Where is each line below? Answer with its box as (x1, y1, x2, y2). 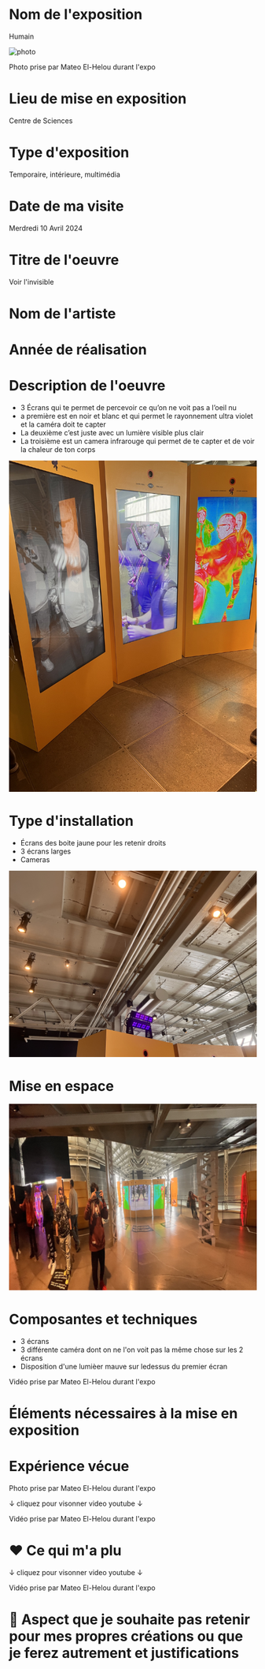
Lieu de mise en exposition (9, 90, 187, 108)
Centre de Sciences (9, 116, 73, 125)
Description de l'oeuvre (9, 377, 166, 395)
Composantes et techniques (9, 1311, 198, 1328)
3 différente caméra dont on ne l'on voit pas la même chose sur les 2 (20, 1345, 244, 1354)
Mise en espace (9, 1077, 115, 1096)
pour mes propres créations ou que (9, 1627, 243, 1645)
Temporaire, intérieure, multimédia (9, 170, 121, 179)
